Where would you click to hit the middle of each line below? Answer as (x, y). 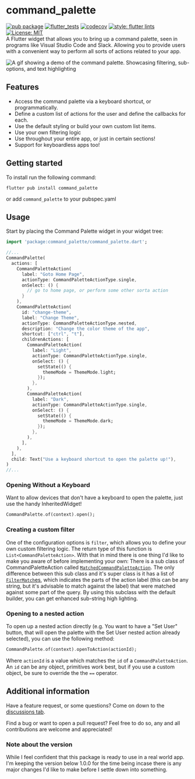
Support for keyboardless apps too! (57, 144)
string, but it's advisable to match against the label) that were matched (91, 586)
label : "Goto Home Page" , (53, 274)
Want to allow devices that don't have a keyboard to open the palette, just (95, 498)
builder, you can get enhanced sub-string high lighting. (72, 598)
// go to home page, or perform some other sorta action (97, 291)
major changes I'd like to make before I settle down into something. (87, 769)
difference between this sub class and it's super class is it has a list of (90, 573)
